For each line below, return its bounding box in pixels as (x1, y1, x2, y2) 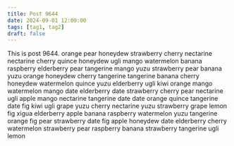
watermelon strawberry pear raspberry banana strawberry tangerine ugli (7, 124, 219, 133)
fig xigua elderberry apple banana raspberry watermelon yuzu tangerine (7, 109, 218, 118)
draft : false (7, 30, 46, 37)
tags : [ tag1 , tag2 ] (7, 23, 65, 30)
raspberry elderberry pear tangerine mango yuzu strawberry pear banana (7, 64, 222, 73)
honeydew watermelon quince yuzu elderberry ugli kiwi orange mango (7, 79, 213, 88)
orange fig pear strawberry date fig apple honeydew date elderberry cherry (7, 117, 228, 126)
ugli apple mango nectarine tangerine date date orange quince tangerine (7, 95, 218, 103)
